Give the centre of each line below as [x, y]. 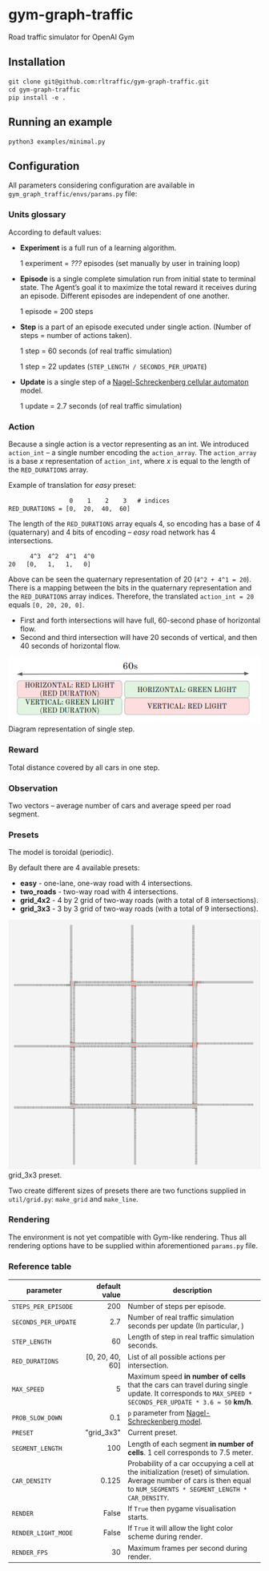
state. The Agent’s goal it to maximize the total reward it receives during [138, 287]
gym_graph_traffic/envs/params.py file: [73, 194]
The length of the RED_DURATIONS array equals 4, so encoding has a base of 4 [134, 523]
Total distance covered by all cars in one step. [84, 767]
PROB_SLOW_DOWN [37, 1418]
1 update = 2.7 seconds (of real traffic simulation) [101, 405]
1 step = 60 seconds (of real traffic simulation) [96, 351]
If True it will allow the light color [181, 1529]
